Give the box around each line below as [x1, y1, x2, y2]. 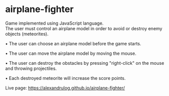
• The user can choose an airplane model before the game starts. [5, 40, 141, 46]
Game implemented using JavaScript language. [5, 20, 104, 26]
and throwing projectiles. [5, 65, 57, 71]
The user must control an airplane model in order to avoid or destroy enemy [5, 25, 162, 31]
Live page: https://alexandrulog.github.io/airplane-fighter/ [5, 84, 125, 91]
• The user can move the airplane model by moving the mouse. [5, 50, 137, 56]
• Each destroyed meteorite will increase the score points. [5, 75, 126, 81]
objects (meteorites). [5, 31, 49, 37]
